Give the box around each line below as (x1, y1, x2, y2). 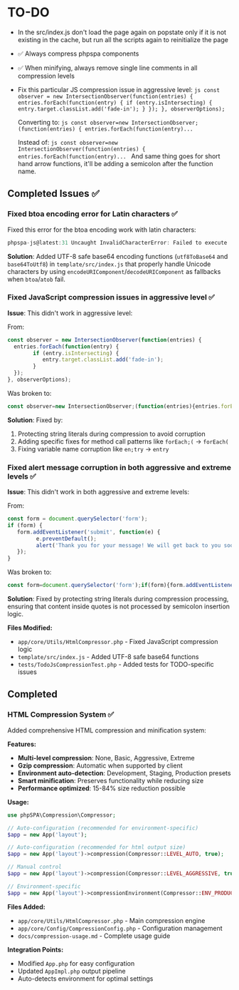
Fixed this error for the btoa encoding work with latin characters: (7, 225, 197, 234)
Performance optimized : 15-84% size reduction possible (17, 784, 186, 792)
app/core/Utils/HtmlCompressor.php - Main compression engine (17, 916, 206, 924)
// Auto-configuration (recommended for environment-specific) (7, 825, 199, 832)
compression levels (17, 71, 75, 80)
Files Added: (7, 902, 46, 911)
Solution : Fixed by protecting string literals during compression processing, (7, 595, 229, 603)
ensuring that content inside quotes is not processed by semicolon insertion (7, 602, 230, 611)
